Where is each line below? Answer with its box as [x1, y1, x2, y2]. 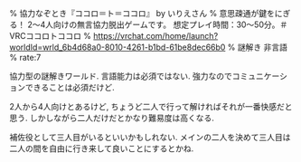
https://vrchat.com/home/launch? [93, 31, 219, 41]
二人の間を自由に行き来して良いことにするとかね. [9, 143, 194, 154]
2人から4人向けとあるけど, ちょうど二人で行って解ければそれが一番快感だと [9, 101, 293, 111]
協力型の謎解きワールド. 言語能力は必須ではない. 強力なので [9, 71, 232, 81]
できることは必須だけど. [24, 82, 115, 92]
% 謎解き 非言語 [227, 42, 287, 52]
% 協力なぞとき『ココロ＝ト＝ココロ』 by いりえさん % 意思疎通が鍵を [9, 8, 276, 18]
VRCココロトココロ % [9, 31, 92, 41]
